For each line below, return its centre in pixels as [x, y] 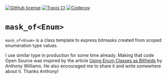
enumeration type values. [32, 45]
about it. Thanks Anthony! [32, 71]
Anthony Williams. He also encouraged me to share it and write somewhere [83, 66]
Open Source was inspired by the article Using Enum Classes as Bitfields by [84, 60]
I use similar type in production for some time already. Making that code [80, 55]
